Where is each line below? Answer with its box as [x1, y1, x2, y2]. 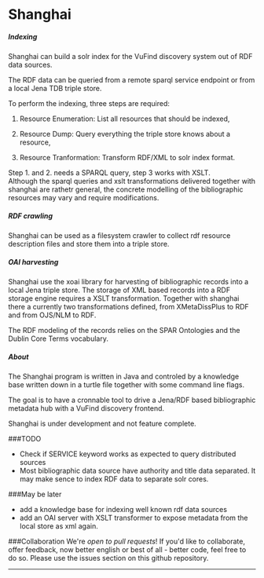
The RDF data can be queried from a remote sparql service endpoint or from [8, 75, 255, 85]
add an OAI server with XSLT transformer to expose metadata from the [19, 513, 249, 523]
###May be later [8, 489, 62, 499]
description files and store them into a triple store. [8, 240, 170, 249]
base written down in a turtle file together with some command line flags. [8, 380, 245, 390]
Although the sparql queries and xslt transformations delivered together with [8, 177, 256, 186]
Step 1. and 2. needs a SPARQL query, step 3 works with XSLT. [8, 168, 211, 177]
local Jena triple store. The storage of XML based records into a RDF [8, 285, 230, 295]
